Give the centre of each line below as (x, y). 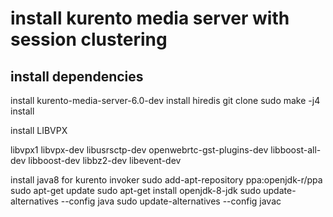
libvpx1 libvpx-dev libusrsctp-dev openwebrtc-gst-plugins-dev (139, 150)
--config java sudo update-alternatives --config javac (171, 201)
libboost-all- (296, 150)
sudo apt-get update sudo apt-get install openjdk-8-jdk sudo (136, 190)
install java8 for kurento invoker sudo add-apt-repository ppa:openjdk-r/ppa (166, 180)
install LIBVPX (39, 130)
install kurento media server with (150, 18)
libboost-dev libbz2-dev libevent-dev (105, 160)
